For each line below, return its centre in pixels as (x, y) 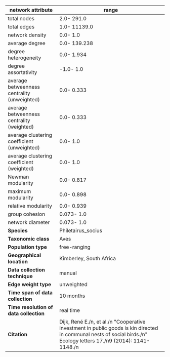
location (18, 262)
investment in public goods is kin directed (109, 328)
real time (70, 310)
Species (18, 231)
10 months (72, 296)
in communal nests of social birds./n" (103, 334)
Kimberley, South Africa (88, 259)
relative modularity (30, 206)
